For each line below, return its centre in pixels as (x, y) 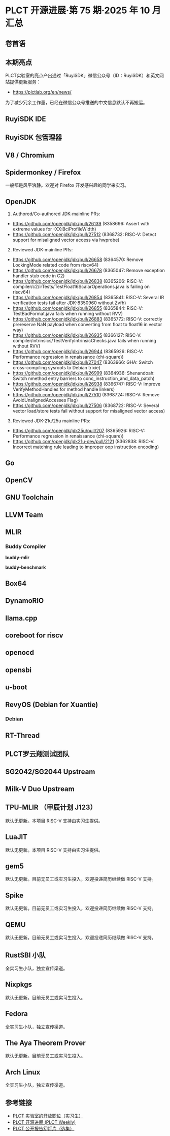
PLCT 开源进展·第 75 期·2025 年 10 (78, 10)
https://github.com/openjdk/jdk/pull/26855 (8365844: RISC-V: (78, 308)
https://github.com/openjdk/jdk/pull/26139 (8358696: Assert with (81, 224)
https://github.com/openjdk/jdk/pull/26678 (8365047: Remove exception (89, 271)
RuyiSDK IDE (26, 119)
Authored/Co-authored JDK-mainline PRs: (56, 214)
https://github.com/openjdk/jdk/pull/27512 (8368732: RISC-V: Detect (84, 235)
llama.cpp (21, 618)
